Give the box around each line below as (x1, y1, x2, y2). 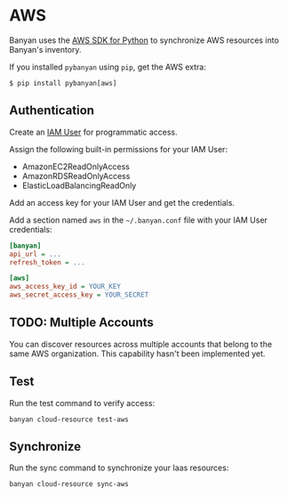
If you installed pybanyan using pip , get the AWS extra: (9, 61, 206, 72)
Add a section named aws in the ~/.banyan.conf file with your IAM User (9, 215, 268, 225)
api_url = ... (9, 249, 62, 258)
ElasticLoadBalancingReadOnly (21, 180, 137, 191)
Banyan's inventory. (9, 44, 82, 54)
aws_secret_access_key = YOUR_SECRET (9, 290, 149, 299)
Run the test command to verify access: (9, 397, 156, 408)
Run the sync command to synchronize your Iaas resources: (9, 462, 229, 473)
